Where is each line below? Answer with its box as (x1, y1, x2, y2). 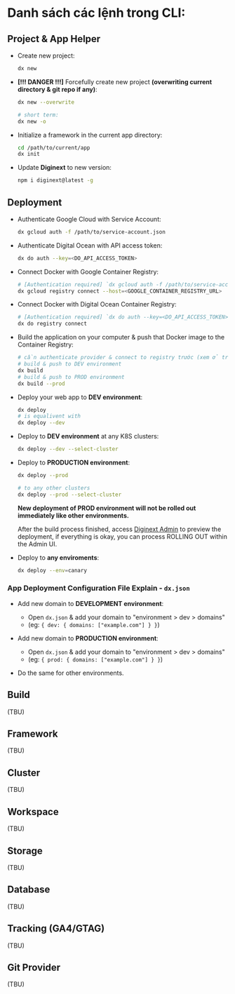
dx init (17, 151, 40, 158)
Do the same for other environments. (17, 669, 124, 677)
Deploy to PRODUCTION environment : (17, 458, 130, 467)
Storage (7, 845, 43, 857)
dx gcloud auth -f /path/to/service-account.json (17, 228, 166, 236)
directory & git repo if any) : (17, 85, 98, 93)
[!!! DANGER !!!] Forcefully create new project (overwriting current (17, 77, 213, 86)
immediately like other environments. (17, 511, 130, 520)
